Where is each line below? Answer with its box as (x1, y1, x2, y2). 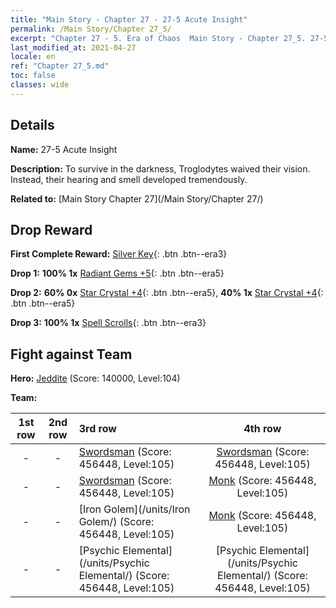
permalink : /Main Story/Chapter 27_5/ (10, 24, 172, 34)
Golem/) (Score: (78, 515, 155, 529)
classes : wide (10, 80, 70, 90)
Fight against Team (10, 346, 133, 363)
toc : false (10, 71, 56, 81)
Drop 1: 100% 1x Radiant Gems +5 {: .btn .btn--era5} (10, 267, 225, 280)
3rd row (78, 422, 117, 436)
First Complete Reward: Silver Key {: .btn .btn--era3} (10, 248, 228, 260)
